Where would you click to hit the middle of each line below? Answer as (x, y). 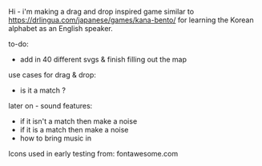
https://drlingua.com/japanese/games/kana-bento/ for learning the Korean (131, 20)
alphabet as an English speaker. (61, 28)
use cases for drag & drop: (52, 75)
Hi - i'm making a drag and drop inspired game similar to (101, 12)
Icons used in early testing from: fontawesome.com (93, 154)
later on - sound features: (50, 106)
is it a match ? (43, 90)
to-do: (19, 44)
